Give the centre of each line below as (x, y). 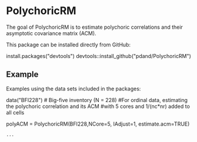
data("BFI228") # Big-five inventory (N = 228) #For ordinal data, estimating (97, 100)
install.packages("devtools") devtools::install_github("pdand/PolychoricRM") (98, 56)
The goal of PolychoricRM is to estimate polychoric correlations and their (95, 27)
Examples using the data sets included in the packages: (74, 89)
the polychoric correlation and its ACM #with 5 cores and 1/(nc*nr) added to (98, 106)
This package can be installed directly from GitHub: (69, 45)
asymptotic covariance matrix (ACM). (51, 33)
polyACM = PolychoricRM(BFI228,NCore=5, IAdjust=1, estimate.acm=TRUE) (98, 124)
